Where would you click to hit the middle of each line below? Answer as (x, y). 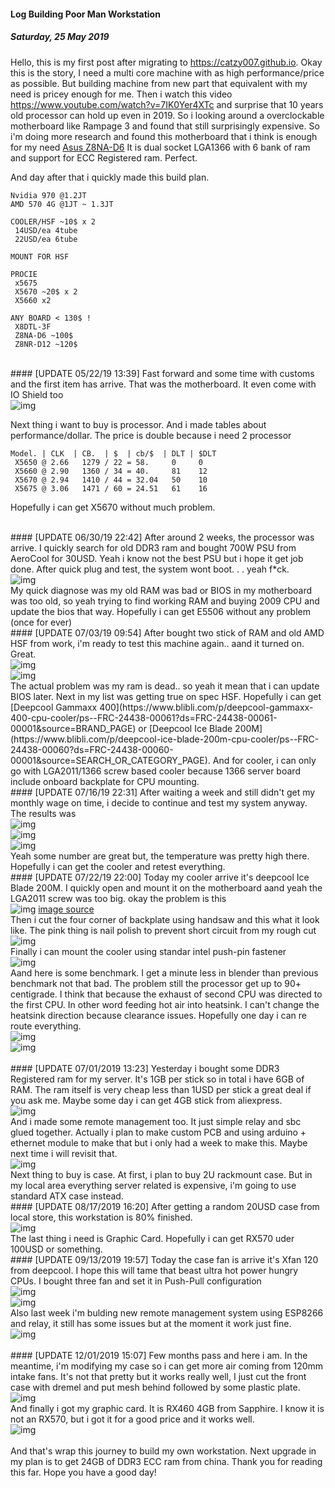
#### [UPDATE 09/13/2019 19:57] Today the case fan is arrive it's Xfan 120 (164, 1259)
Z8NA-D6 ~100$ (44, 335)
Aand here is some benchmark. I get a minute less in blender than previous (164, 972)
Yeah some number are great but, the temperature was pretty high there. (160, 856)
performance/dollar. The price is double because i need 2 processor (151, 435)
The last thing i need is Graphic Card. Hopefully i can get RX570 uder (152, 1238)
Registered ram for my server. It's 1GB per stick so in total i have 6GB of (157, 1079)
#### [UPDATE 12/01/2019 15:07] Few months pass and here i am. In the (159, 1355)
